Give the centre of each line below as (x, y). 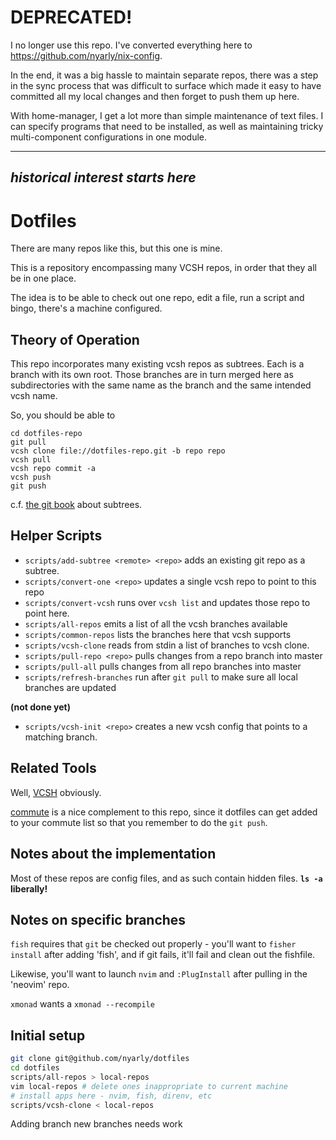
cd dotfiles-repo (46, 434)
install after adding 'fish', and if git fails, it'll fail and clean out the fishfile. (163, 955)
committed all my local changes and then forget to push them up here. (155, 96)
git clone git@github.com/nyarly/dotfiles (100, 1059)
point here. (47, 613)
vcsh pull (31, 460)
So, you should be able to (63, 415)
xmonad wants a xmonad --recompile (82, 1004)
